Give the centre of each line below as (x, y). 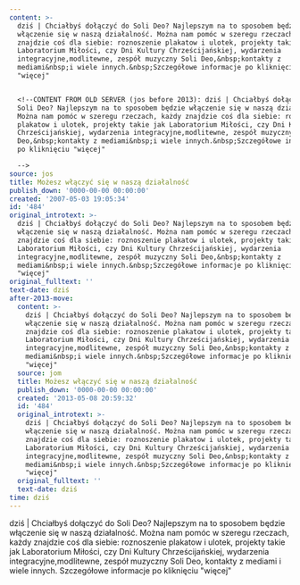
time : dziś (29, 497)
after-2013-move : (42, 298)
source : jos (31, 174)
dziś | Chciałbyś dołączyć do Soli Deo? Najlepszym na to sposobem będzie (147, 522)
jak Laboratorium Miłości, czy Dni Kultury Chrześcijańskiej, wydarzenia (139, 551)
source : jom (40, 373)
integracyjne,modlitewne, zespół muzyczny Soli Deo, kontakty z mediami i (145, 561)
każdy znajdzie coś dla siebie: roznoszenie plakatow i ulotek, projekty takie (147, 542)
